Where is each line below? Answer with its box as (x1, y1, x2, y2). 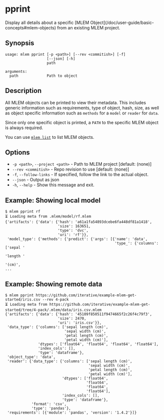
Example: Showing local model (5, 196, 101, 204)
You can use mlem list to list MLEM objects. (5, 134, 94, 140)
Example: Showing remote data (5, 280, 102, 288)
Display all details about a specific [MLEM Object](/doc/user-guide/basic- (5, 20, 154, 25)
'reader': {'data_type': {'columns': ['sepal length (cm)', (7, 359, 133, 364)
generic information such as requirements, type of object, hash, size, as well (5, 105, 159, 111)
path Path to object (9, 73, 78, 78)
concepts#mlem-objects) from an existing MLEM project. (5, 24, 120, 30)
